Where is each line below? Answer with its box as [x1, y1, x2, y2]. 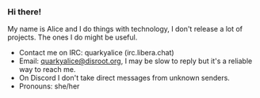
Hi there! [7, 6, 42, 17]
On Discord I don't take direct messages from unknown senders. [18, 73, 231, 83]
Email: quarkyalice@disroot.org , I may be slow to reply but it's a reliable [18, 56, 253, 66]
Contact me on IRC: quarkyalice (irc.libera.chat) [18, 48, 175, 58]
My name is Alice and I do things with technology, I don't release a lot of [7, 24, 243, 34]
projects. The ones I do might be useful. [7, 32, 138, 42]
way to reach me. [18, 65, 76, 74]
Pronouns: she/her [18, 81, 80, 91]
